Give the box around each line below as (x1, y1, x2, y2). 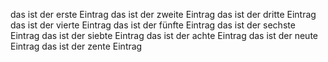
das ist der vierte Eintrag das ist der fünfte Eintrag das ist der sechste (10, 19, 296, 31)
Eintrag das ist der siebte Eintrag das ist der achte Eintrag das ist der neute (10, 30, 318, 41)
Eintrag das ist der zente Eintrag (10, 40, 143, 52)
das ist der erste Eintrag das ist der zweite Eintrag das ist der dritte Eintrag (10, 9, 317, 20)
